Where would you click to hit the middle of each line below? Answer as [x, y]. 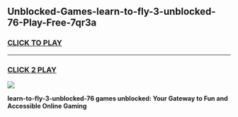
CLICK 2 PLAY [32, 69]
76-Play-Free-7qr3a [52, 23]
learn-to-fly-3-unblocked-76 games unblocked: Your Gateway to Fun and [118, 98]
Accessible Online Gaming [47, 106]
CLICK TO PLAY [35, 43]
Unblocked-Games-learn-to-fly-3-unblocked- [112, 12]
